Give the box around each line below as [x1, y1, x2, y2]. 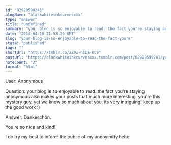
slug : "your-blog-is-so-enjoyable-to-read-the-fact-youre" [5, 36, 133, 41]
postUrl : [5, 54, 24, 60]
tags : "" [5, 45, 24, 50]
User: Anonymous [5, 78, 43, 84]
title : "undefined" [5, 21, 47, 27]
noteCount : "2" [5, 60, 38, 65]
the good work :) [5, 104, 40, 110]
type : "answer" [5, 17, 38, 22]
